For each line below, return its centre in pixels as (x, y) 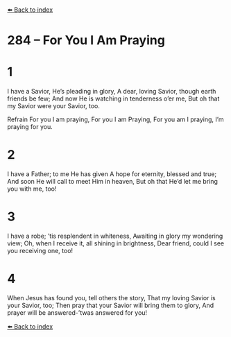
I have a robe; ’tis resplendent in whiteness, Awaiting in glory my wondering (115, 236)
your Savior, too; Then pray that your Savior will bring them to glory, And (111, 305)
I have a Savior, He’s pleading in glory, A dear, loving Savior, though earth (112, 92)
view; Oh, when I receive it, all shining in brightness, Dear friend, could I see (116, 243)
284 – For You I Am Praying (86, 41)
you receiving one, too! (40, 251)
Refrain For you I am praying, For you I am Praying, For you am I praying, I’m (115, 119)
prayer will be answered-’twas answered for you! (77, 312)
